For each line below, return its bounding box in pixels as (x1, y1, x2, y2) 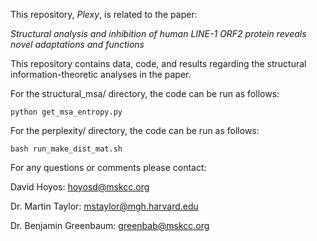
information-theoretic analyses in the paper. (10, 69, 192, 80)
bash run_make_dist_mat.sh (10, 144, 123, 154)
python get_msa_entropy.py (10, 107, 123, 117)
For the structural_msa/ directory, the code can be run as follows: (10, 88, 280, 99)
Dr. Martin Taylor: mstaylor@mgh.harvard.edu (10, 200, 199, 212)
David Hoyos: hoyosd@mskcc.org (10, 181, 150, 193)
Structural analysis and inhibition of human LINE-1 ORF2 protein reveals (10, 28, 307, 39)
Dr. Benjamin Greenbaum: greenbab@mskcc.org (10, 220, 210, 231)
